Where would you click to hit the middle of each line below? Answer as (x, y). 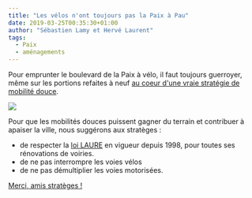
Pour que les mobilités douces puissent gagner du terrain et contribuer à (126, 121)
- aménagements (40, 52)
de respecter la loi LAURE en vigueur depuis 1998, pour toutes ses (127, 145)
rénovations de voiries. (57, 153)
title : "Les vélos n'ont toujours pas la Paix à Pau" (99, 15)
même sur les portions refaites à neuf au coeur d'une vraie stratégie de (124, 83)
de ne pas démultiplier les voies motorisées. (91, 170)
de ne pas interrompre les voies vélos (81, 162)
